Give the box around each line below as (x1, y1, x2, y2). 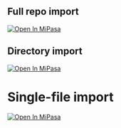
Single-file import (7, 89, 114, 105)
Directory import (7, 46, 83, 58)
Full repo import (7, 6, 80, 18)
